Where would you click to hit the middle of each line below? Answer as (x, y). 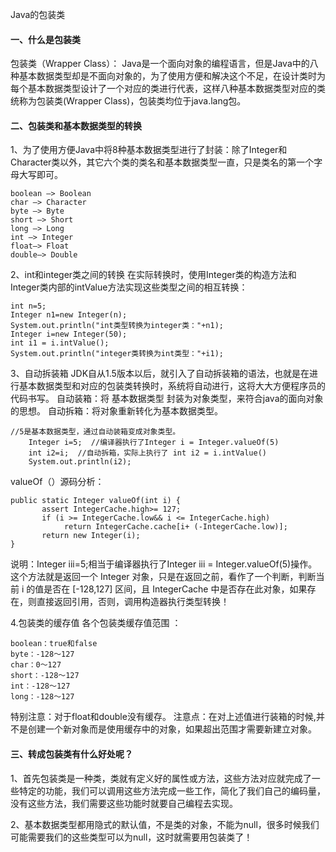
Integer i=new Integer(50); (69, 334)
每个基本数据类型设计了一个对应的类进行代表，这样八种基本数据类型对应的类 (168, 89)
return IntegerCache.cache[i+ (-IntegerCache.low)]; (175, 527)
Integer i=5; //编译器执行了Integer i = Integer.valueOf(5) (154, 443)
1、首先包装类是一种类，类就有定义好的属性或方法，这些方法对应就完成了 (161, 778)
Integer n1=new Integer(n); (69, 315)
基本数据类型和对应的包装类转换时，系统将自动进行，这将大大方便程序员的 (172, 386)
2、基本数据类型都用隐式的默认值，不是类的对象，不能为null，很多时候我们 (165, 824)
